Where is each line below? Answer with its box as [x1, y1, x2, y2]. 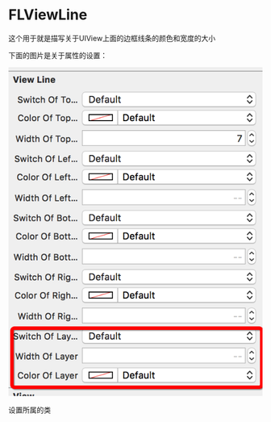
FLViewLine [8, 6, 88, 24]
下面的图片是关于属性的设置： [8, 50, 107, 60]
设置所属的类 [8, 405, 51, 415]
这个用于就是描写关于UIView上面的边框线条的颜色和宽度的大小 [8, 33, 216, 43]
